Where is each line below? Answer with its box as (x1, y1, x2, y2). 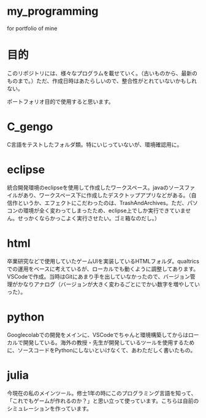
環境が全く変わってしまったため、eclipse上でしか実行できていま (23, 207, 186, 214)
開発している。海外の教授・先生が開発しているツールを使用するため (23, 339, 195, 346)
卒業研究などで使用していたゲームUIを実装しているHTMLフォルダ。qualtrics (7, 257, 200, 265)
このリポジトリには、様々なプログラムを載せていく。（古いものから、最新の (7, 69, 198, 77)
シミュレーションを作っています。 (7, 404, 93, 412)
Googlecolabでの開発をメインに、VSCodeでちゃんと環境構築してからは (7, 331, 189, 338)
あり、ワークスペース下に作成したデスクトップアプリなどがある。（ (23, 192, 192, 199)
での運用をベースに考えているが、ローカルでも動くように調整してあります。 (7, 265, 199, 273)
